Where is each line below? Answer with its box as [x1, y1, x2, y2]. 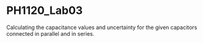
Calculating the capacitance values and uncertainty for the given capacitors [6, 24, 197, 31]
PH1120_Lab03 [6, 4, 83, 18]
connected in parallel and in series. [6, 30, 95, 37]
